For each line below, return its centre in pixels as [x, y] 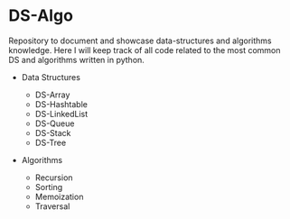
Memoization [59, 196]
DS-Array [52, 95]
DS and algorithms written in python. [77, 59]
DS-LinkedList [61, 114]
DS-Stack [53, 132]
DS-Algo [41, 16]
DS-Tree [51, 142]
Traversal [52, 206]
